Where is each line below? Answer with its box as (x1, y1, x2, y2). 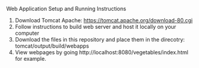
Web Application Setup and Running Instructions (6, 5, 126, 12)
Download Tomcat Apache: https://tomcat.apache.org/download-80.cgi (14, 17, 193, 23)
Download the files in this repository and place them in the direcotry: (14, 36, 185, 43)
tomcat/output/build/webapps (14, 42, 89, 49)
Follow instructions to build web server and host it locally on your (14, 23, 176, 30)
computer (14, 29, 40, 37)
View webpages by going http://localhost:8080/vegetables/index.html (14, 49, 188, 56)
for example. (14, 55, 46, 62)
